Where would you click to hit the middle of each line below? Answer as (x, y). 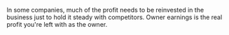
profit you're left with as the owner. (57, 24)
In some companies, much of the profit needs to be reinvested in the (105, 10)
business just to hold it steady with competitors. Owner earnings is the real (114, 17)
